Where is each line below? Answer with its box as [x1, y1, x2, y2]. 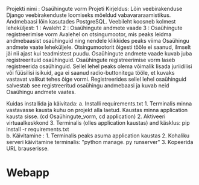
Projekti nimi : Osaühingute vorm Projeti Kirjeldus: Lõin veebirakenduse [6, 5, 183, 12]
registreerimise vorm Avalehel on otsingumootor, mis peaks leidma [6, 31, 172, 38]
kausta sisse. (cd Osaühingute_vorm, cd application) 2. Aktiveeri [6, 113, 166, 120]
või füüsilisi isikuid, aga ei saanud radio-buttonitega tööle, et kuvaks [6, 69, 175, 76]
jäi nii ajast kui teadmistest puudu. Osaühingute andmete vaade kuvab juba [6, 50, 192, 57]
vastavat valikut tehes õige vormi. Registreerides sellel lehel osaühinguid [6, 75, 187, 83]
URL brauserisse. [6, 145, 49, 152]
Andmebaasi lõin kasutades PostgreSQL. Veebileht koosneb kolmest [6, 18, 176, 25]
